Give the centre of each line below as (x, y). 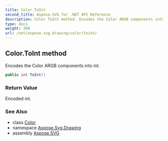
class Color (24, 122)
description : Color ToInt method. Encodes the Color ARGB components (79, 19)
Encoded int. (18, 98)
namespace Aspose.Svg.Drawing (47, 128)
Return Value (21, 87)
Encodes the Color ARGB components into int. (52, 65)
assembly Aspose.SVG (36, 133)
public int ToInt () (25, 75)
